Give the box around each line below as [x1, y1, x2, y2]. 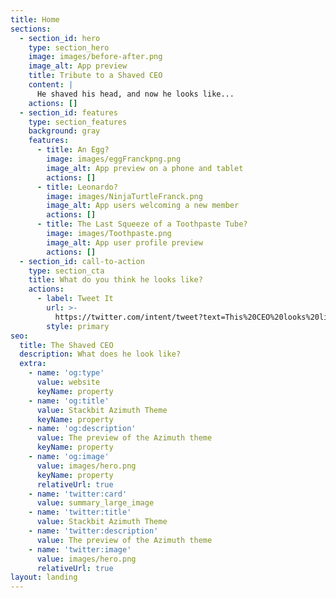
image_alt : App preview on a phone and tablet [46, 163, 244, 173]
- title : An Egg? [36, 145, 110, 155]
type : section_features [28, 117, 128, 127]
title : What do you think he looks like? [28, 275, 203, 285]
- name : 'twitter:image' [28, 544, 132, 555]
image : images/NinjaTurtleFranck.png [46, 191, 203, 201]
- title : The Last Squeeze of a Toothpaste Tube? [36, 219, 248, 230]
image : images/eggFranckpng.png [46, 154, 182, 164]
